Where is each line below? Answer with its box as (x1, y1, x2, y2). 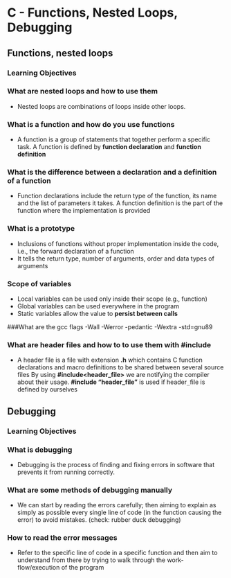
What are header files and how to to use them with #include (7, 340, 212, 349)
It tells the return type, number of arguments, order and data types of (17, 254, 214, 263)
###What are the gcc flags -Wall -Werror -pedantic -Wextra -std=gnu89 (7, 322, 213, 331)
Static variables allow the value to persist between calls (17, 309, 178, 317)
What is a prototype (7, 224, 75, 234)
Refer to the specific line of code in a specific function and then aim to (17, 549, 218, 557)
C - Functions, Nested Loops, (7, 5, 178, 21)
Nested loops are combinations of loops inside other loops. (17, 102, 186, 110)
